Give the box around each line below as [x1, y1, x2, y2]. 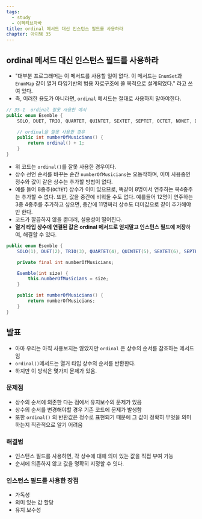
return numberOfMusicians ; [28, 298, 96, 304]
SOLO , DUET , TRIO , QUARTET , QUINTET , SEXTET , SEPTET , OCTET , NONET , [17, 118, 192, 124]
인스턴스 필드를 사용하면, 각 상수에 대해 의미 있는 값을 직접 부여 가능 [14, 453, 174, 460]
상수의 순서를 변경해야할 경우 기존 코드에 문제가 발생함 [14, 406, 142, 413]
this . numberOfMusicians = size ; [28, 275, 109, 282]
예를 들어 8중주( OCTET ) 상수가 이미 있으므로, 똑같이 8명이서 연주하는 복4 [14, 185, 183, 193]
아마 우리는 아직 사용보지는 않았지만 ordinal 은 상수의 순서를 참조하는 [14, 344, 179, 351]
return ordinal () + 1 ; [28, 140, 85, 146]
